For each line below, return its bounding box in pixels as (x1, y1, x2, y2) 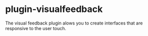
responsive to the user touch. (5, 25, 67, 31)
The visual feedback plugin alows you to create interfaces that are (5, 20, 143, 26)
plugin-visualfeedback (5, 3, 103, 15)
